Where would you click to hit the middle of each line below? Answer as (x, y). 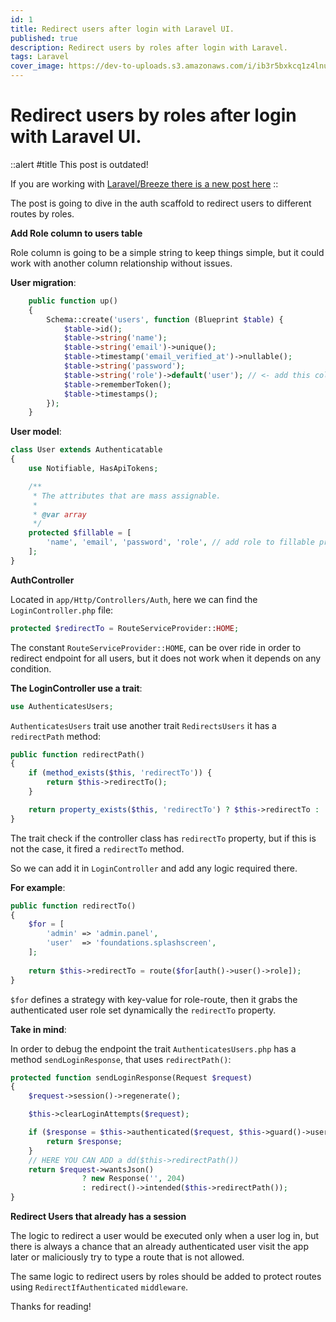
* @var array (59, 514)
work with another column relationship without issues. (121, 263)
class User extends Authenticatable (86, 450)
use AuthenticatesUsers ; (62, 706)
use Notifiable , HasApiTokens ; (93, 469)
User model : (36, 432)
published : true (44, 38)
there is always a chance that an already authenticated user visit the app (160, 1247)
